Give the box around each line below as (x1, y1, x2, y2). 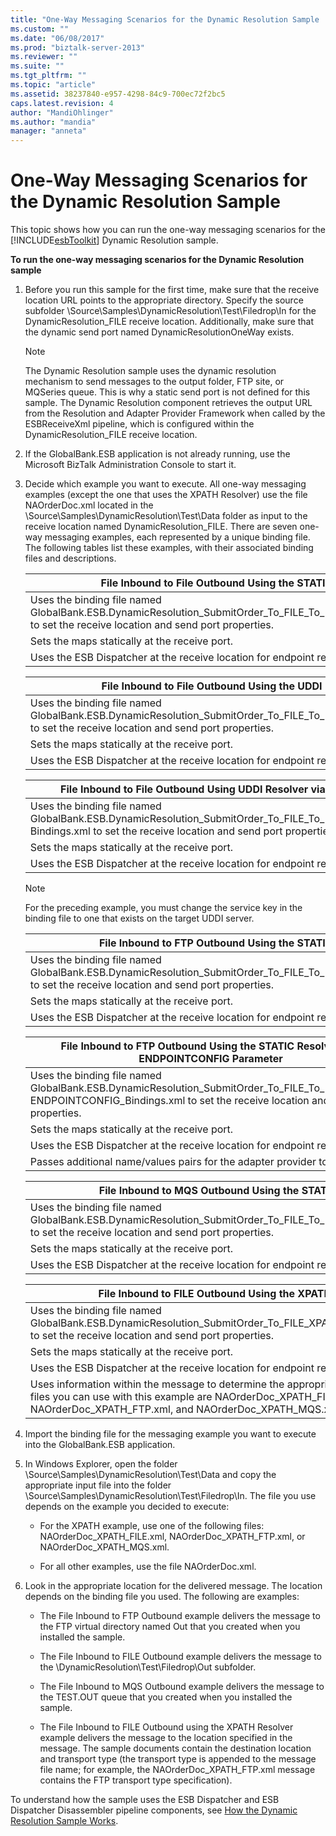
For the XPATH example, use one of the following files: (39, 1520, 265, 1532)
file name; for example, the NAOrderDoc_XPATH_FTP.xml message (39, 1764, 316, 1776)
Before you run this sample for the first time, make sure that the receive (24, 284, 320, 296)
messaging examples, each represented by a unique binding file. (44, 531, 311, 543)
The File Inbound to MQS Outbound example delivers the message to (39, 1681, 325, 1693)
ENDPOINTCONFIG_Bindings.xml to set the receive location (29, 1094, 310, 1108)
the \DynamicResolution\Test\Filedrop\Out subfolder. (39, 1661, 257, 1673)
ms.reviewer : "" (10, 52, 78, 62)
